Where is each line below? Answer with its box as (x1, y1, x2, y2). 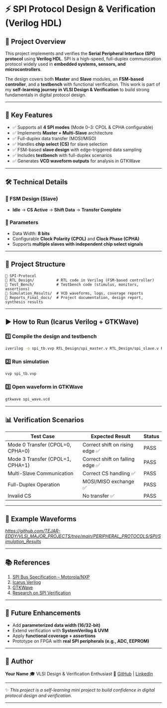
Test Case (30, 433, 55, 440)
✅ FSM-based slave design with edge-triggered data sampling (12, 146, 142, 152)
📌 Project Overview (5, 37, 66, 46)
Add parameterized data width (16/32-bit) (12, 622, 101, 628)
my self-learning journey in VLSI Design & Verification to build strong (5, 87, 150, 92)
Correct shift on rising (83, 441, 134, 448)
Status (143, 433, 160, 440)
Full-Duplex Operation (7, 481, 60, 488)
